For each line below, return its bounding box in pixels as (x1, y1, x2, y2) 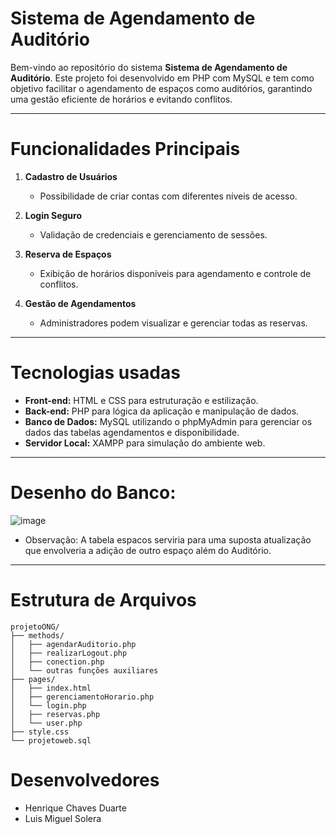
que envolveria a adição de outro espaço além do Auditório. (24, 544, 272, 556)
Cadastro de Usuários (24, 170, 118, 182)
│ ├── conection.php (10, 657, 105, 667)
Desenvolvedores (10, 768, 160, 791)
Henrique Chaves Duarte (24, 802, 127, 814)
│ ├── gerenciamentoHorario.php (10, 692, 155, 702)
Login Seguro (24, 209, 82, 221)
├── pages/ (10, 674, 56, 684)
